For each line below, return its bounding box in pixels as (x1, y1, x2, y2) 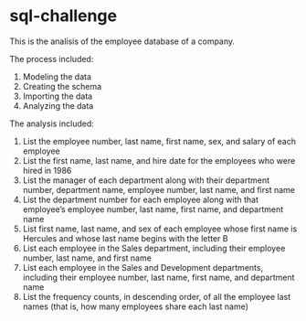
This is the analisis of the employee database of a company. (9, 36, 236, 47)
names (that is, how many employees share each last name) (22, 301, 249, 312)
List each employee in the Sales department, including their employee (22, 242, 286, 253)
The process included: (9, 53, 94, 64)
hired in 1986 (22, 165, 72, 176)
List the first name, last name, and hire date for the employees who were (22, 155, 296, 166)
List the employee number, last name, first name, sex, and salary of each (22, 135, 297, 146)
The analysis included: (9, 118, 94, 129)
